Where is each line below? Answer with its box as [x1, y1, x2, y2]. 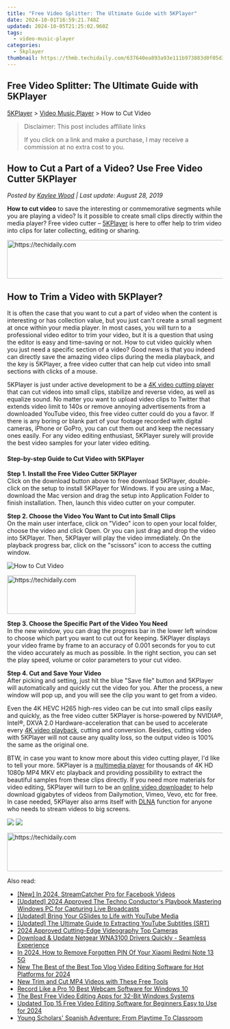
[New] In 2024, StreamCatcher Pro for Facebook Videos [16, 890, 176, 898]
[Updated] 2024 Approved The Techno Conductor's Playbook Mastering [16, 897, 222, 906]
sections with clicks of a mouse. [7, 367, 98, 375]
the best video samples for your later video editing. [7, 439, 151, 447]
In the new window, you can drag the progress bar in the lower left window [7, 627, 218, 635]
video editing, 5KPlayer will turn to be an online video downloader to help [7, 783, 214, 791]
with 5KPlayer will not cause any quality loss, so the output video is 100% [7, 734, 214, 742]
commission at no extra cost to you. [23, 142, 125, 151]
